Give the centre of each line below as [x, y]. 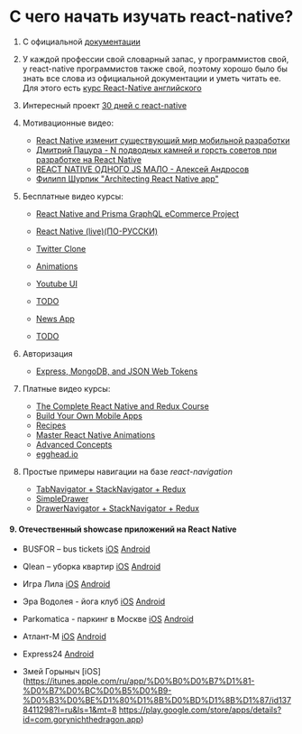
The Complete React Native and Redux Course [122, 406]
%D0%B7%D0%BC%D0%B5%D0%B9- [97, 691]
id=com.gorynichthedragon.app [82, 720]
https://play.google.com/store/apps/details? [200, 710]
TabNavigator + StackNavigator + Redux [111, 488]
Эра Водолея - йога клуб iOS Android [94, 601]
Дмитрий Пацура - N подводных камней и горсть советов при [156, 150]
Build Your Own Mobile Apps [89, 415]
